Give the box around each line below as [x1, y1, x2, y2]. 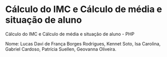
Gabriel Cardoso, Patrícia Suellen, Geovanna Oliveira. [5, 46, 117, 52]
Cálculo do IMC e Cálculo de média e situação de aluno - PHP [5, 31, 135, 37]
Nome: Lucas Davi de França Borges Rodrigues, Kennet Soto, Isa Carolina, [5, 40, 161, 46]
